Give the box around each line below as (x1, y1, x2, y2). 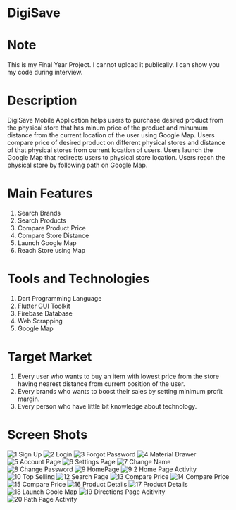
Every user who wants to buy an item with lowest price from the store (17, 372, 220, 380)
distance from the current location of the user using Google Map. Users (7, 131, 215, 139)
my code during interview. (7, 68, 83, 77)
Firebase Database (17, 309, 73, 318)
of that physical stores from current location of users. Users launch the (7, 146, 213, 154)
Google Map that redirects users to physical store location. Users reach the (7, 154, 225, 162)
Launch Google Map (17, 239, 77, 247)
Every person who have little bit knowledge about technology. (17, 402, 197, 410)
